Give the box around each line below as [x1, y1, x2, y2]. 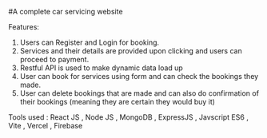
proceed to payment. [19, 55, 90, 64]
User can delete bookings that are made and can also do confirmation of [19, 89, 260, 98]
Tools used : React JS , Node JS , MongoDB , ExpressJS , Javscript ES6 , [8, 112, 249, 122]
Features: [8, 22, 40, 31]
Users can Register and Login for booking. [19, 37, 160, 47]
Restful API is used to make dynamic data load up [19, 63, 184, 73]
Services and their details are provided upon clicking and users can [19, 46, 242, 55]
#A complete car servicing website [8, 7, 123, 16]
